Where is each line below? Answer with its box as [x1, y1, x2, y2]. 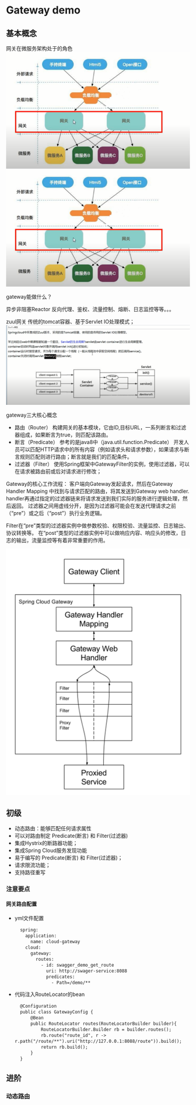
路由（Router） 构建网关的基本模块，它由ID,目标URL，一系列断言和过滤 [14, 424, 187, 431]
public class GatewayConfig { [20, 1009, 93, 1015]
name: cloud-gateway [30, 939, 80, 944]
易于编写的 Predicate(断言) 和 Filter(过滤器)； [14, 854, 123, 861]
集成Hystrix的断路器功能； [14, 839, 78, 847]
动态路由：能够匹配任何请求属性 [14, 824, 92, 832]
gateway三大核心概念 [6, 411, 57, 418]
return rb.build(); [40, 1044, 89, 1050]
